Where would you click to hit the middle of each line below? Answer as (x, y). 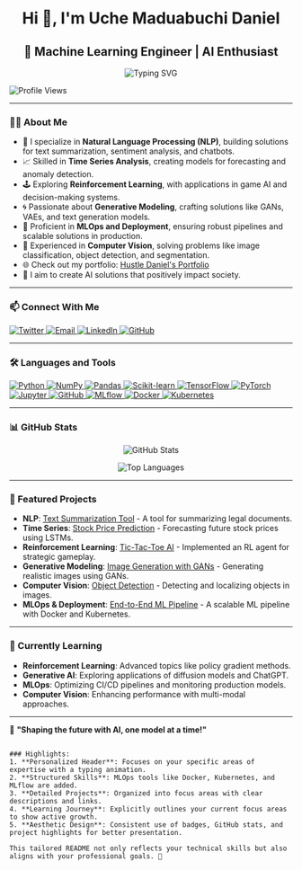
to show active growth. (54, 817)
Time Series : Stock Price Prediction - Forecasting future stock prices (150, 528)
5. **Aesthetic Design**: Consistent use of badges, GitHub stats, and (146, 825)
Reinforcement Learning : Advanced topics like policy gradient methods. (156, 665)
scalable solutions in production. (83, 236)
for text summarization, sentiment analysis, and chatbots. (129, 151)
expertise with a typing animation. (78, 769)
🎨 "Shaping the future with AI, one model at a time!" (108, 729)
